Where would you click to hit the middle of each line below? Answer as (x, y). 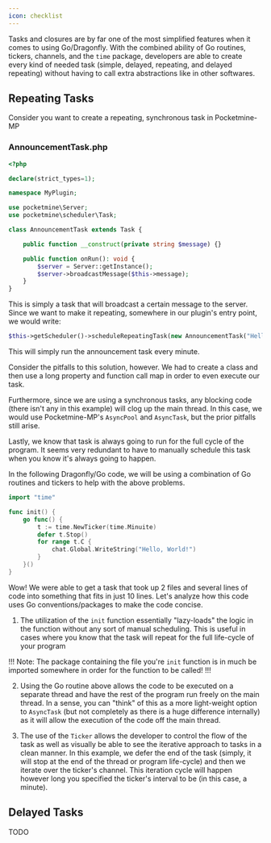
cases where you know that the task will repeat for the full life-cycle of (137, 637)
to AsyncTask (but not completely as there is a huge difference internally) (140, 712)
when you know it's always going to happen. (82, 459)
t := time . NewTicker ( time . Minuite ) (97, 527)
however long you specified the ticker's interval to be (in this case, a (133, 778)
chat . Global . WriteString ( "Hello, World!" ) (124, 549)
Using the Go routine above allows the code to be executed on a (127, 686)
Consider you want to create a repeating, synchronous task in (111, 118)
